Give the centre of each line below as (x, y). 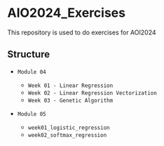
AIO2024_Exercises (67, 13)
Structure (29, 54)
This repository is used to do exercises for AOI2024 (82, 32)
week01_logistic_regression (69, 128)
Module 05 (32, 114)
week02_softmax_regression (67, 135)
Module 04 (32, 72)
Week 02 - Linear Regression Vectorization (93, 93)
